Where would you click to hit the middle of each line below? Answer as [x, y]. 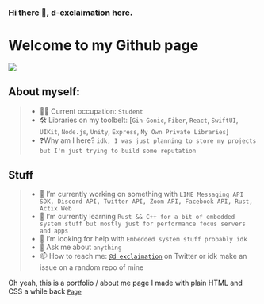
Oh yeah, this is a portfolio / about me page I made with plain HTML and [126, 283]
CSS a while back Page [45, 291]
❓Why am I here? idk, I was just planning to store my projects [148, 140]
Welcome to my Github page [103, 46]
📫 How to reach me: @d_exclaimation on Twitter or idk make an [143, 256]
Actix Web [56, 209]
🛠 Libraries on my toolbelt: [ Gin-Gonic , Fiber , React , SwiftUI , [139, 120]
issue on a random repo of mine [92, 267]
